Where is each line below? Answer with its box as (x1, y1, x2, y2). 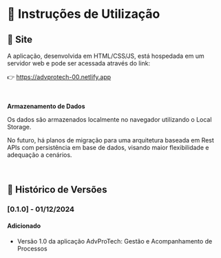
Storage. (7, 123, 32, 131)
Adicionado (7, 222, 41, 230)
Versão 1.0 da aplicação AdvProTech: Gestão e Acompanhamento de (17, 237, 213, 245)
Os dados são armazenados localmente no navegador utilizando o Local (7, 116, 212, 123)
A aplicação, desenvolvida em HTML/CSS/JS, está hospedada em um (7, 52, 204, 60)
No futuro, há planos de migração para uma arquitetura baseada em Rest (7, 136, 215, 144)
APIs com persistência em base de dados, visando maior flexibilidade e (7, 144, 209, 151)
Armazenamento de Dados (7, 103, 85, 110)
